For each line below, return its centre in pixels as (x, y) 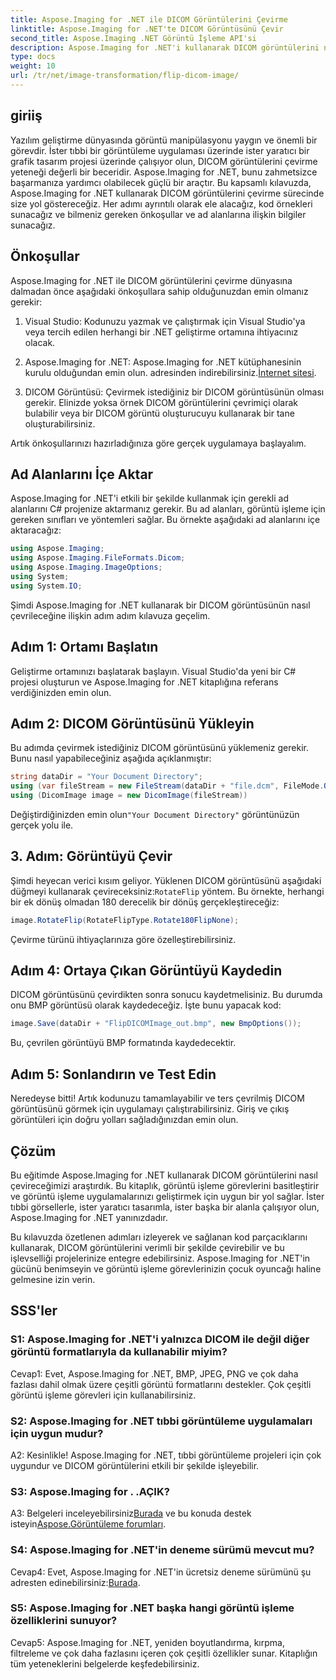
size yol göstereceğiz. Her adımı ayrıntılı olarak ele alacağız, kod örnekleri (161, 203)
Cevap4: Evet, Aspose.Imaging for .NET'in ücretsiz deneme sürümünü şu (161, 1572)
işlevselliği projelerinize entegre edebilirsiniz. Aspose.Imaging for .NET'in (160, 1258)
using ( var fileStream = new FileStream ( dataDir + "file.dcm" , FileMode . (167, 786)
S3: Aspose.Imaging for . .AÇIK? (90, 1491)
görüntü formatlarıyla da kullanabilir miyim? (119, 1352)
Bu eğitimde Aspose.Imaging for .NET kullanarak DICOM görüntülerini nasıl (164, 1175)
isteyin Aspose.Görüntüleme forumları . (88, 1524)
